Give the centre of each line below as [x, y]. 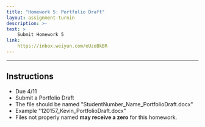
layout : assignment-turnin [41, 18]
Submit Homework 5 [41, 35]
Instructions [30, 77]
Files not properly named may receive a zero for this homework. [96, 117]
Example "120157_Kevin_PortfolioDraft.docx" [71, 111]
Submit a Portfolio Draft [45, 98]
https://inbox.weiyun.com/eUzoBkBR [63, 46]
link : [13, 40]
